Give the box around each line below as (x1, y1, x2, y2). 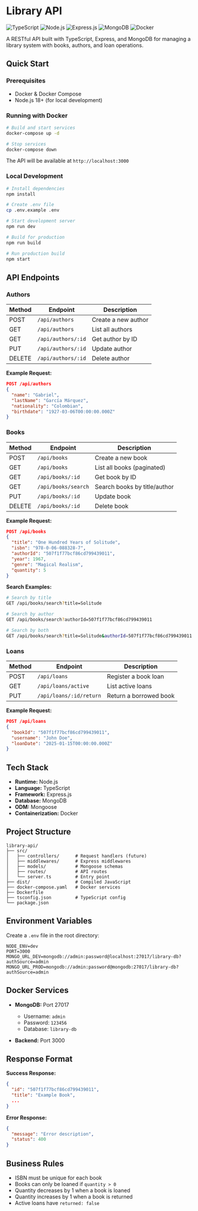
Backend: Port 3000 (14, 1036, 65, 1044)
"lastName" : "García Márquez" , (11, 397, 89, 403)
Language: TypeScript (14, 785, 70, 792)
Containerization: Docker (14, 810, 78, 817)
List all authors (91, 325, 133, 334)
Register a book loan (107, 672, 164, 681)
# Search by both (6, 627, 49, 633)
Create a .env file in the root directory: (6, 931, 100, 939)
